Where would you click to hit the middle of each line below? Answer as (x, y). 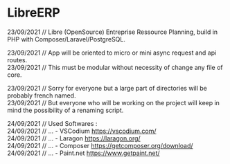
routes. (17, 60)
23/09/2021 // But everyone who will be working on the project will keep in (114, 102)
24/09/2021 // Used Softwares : (52, 123)
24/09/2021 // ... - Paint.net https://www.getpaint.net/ (84, 153)
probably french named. (42, 95)
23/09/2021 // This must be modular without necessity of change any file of (115, 67)
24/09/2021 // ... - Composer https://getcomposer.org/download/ (100, 145)
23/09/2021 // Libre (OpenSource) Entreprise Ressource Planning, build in (113, 32)
